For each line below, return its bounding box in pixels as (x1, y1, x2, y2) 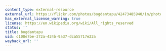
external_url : (5, 12, 35, 17)
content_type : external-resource (5, 7, 74, 12)
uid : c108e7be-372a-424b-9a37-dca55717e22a (5, 34, 96, 39)
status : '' (5, 25, 28, 30)
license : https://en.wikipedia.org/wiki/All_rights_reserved (5, 20, 134, 26)
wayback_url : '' (5, 39, 39, 44)
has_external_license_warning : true (5, 16, 81, 21)
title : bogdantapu (5, 30, 43, 34)
